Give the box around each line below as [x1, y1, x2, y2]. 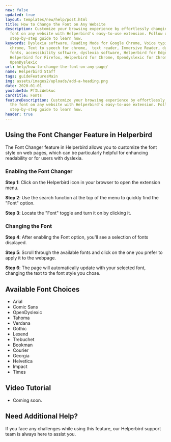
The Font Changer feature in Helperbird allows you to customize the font [5, 144, 157, 150]
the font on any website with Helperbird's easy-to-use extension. [10, 102, 156, 108]
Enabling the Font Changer [5, 168, 73, 175]
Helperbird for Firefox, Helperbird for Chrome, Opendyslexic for [10, 55, 154, 60]
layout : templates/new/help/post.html [5, 17, 88, 22]
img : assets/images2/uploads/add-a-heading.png [5, 79, 108, 84]
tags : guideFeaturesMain [5, 74, 58, 79]
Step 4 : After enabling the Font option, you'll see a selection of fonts [5, 234, 149, 240]
